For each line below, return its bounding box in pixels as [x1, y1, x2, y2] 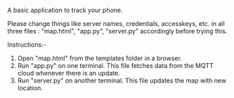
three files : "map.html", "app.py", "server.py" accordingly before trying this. [7, 27, 228, 35]
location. [17, 84, 44, 92]
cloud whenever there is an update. [17, 69, 121, 77]
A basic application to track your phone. [7, 6, 123, 14]
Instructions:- [7, 41, 47, 48]
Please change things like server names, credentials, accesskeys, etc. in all [7, 20, 225, 27]
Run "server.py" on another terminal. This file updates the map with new [17, 76, 227, 85]
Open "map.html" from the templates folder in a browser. [17, 54, 183, 62]
